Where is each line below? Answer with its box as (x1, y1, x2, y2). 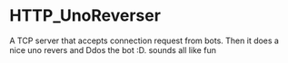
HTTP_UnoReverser (9, 5, 162, 26)
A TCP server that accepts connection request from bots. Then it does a (9, 35, 280, 46)
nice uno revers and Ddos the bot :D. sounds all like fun (9, 44, 216, 55)
